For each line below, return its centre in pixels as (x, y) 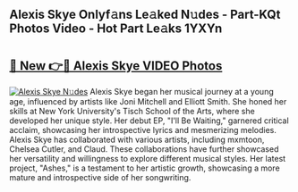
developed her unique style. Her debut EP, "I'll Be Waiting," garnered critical (149, 121)
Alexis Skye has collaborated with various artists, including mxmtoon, (137, 139)
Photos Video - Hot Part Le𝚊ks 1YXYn (116, 29)
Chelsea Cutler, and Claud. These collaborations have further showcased (144, 149)
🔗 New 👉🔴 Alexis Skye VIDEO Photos (116, 66)
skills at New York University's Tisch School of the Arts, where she (132, 111)
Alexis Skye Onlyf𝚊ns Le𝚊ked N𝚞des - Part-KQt (145, 15)
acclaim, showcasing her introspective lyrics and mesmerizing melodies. (143, 130)
